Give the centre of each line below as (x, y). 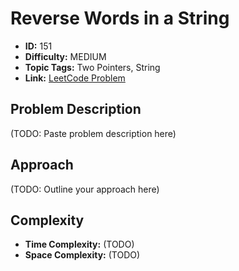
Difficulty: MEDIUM (65, 56)
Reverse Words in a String (120, 18)
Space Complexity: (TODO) (82, 255)
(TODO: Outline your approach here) (85, 189)
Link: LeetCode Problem (75, 78)
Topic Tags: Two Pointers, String (92, 67)
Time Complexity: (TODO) (79, 244)
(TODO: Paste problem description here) (93, 133)
